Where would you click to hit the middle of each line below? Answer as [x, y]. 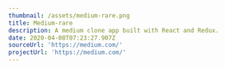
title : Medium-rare [41, 23]
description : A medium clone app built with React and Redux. [114, 30]
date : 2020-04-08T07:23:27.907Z [62, 38]
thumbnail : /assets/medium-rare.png [69, 15]
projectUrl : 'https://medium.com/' [67, 52]
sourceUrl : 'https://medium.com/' [66, 45]
